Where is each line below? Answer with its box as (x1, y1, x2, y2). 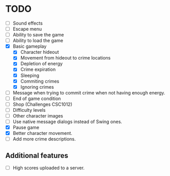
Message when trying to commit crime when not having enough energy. (12, 89, 165, 95)
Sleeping (20, 72, 40, 79)
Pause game (12, 124, 40, 131)
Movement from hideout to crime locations (20, 55, 111, 61)
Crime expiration (20, 66, 56, 72)
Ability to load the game (12, 37, 63, 44)
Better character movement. (12, 130, 73, 136)
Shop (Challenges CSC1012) (12, 101, 73, 107)
